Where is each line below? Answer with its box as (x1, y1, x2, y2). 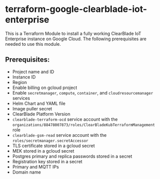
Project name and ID (12, 69, 55, 75)
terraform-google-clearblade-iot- (5, 3, 148, 15)
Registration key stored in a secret (12, 158, 83, 165)
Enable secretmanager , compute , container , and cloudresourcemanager (12, 89, 153, 95)
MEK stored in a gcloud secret (12, 148, 75, 154)
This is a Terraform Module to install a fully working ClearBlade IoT (5, 30, 142, 36)
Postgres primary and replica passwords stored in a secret (12, 153, 133, 159)
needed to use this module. (5, 41, 61, 47)
